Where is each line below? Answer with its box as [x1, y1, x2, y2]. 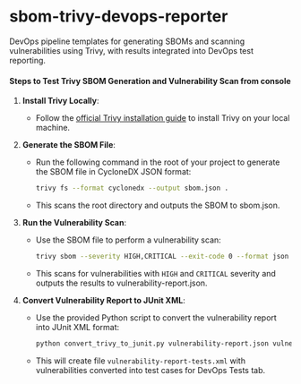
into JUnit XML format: [35, 321, 120, 332]
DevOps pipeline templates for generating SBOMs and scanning [9, 36, 245, 47]
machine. [35, 123, 70, 133]
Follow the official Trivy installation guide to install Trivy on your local [35, 113, 290, 124]
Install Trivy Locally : [21, 96, 99, 107]
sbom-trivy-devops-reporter [9, 6, 228, 27]
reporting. [9, 55, 47, 65]
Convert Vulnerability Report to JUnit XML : [21, 294, 185, 305]
